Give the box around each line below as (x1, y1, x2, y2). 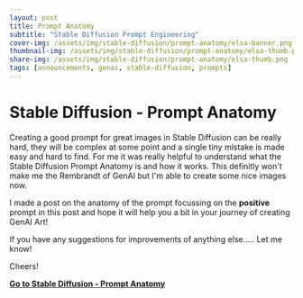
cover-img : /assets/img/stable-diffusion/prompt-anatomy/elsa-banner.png (9, 38, 293, 48)
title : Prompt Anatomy (9, 22, 95, 31)
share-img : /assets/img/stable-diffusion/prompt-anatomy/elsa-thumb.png (9, 55, 289, 64)
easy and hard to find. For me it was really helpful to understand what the (9, 150, 282, 162)
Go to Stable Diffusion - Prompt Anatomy (9, 278, 166, 289)
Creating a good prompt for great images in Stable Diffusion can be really (9, 131, 282, 142)
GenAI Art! (9, 216, 48, 227)
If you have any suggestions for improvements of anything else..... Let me (9, 233, 282, 244)
